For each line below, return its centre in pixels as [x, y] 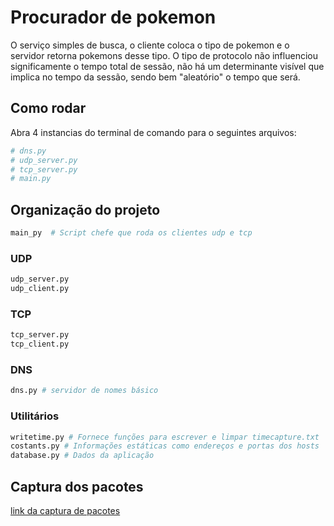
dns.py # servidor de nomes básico [84, 391]
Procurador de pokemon [113, 17]
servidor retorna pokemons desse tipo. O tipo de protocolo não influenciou [164, 55]
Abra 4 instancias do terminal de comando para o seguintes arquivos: [153, 132]
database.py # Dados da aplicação [82, 456]
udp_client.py [40, 289]
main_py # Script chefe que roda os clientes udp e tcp [131, 233]
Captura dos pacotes [77, 486]
